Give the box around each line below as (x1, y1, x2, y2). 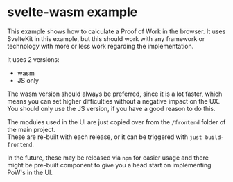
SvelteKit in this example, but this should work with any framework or (7, 34, 205, 42)
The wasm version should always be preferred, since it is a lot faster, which (7, 90, 223, 98)
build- (205, 133, 224, 141)
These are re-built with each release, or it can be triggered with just (7, 133, 202, 141)
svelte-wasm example (7, 4, 138, 20)
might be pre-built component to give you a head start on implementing (7, 160, 212, 169)
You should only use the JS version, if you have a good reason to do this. (7, 104, 216, 113)
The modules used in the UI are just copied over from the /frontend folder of (7, 117, 226, 126)
